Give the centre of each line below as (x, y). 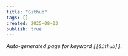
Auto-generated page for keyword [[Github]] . (64, 46)
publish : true (24, 29)
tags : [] (17, 18)
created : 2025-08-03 (32, 23)
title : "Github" (27, 12)
